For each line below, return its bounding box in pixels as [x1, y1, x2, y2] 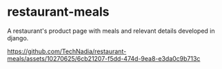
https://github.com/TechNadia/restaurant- [7, 47, 127, 55]
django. [7, 33, 29, 42]
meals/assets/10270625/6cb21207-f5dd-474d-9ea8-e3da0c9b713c [7, 54, 201, 62]
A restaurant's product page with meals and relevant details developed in [7, 27, 215, 35]
